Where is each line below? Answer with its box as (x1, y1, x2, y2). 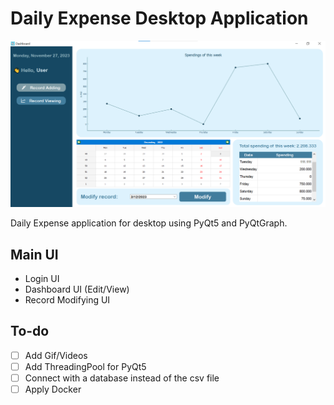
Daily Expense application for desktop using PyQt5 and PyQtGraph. (10, 217, 288, 229)
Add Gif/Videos (24, 349, 88, 361)
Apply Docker (24, 383, 82, 396)
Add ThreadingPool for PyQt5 (24, 360, 147, 372)
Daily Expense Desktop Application (10, 7, 309, 30)
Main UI (10, 246, 59, 263)
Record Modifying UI (24, 294, 111, 306)
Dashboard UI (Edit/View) (24, 283, 130, 296)
